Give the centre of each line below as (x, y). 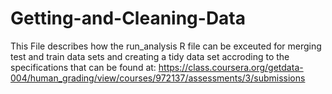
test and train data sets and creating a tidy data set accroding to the (150, 56)
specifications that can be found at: (83, 67)
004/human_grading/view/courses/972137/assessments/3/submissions (158, 78)
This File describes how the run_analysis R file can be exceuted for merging (166, 46)
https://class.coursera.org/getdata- (231, 67)
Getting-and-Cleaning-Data (128, 18)
